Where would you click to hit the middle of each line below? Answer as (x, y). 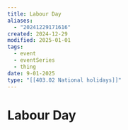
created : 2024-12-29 (38, 34)
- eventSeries (34, 60)
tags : (15, 47)
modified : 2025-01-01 (39, 40)
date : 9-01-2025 (31, 73)
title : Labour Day (34, 14)
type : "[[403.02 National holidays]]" (64, 80)
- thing (25, 67)
